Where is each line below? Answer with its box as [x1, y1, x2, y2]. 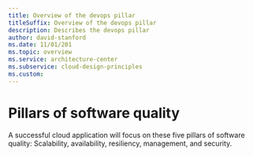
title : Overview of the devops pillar [8, 11, 136, 20]
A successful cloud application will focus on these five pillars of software [8, 130, 246, 139]
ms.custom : [8, 70, 44, 78]
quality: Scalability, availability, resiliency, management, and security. [8, 139, 233, 148]
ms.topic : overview [8, 48, 73, 56]
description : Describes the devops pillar [8, 26, 150, 34]
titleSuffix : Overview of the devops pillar [8, 19, 157, 27]
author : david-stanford [8, 33, 87, 42]
